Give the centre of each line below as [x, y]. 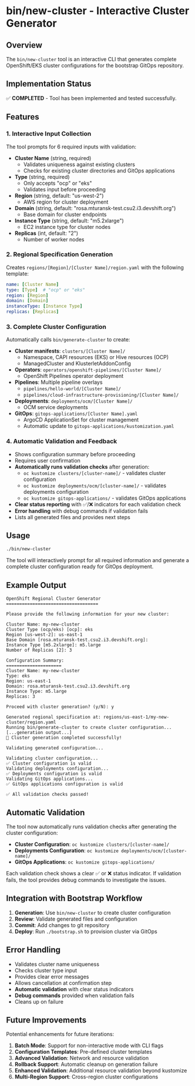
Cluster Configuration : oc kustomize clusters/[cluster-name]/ [92, 844]
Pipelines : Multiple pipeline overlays [58, 382]
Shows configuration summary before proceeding [75, 454]
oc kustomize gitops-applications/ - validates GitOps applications [105, 498]
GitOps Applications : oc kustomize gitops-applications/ [85, 862]
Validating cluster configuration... [52, 758]
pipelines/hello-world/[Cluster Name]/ [72, 389]
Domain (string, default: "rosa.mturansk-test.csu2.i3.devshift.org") [95, 208]
